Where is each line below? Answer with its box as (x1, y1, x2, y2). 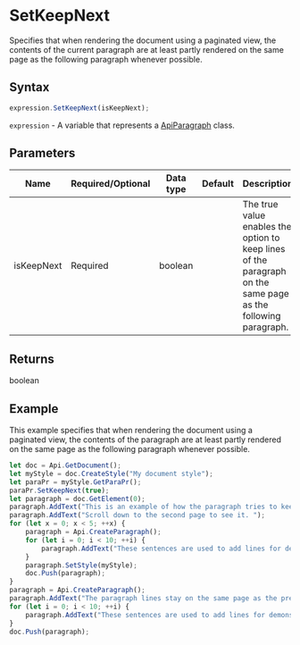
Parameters (9, 146, 76, 161)
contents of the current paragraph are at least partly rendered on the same (9, 44, 284, 54)
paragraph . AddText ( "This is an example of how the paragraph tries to (9, 502, 278, 512)
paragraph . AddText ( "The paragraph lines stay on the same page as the (9, 594, 278, 603)
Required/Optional (71, 178, 151, 190)
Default (202, 178, 234, 190)
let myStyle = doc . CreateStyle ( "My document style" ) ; (9, 469, 214, 478)
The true (242, 198, 279, 211)
